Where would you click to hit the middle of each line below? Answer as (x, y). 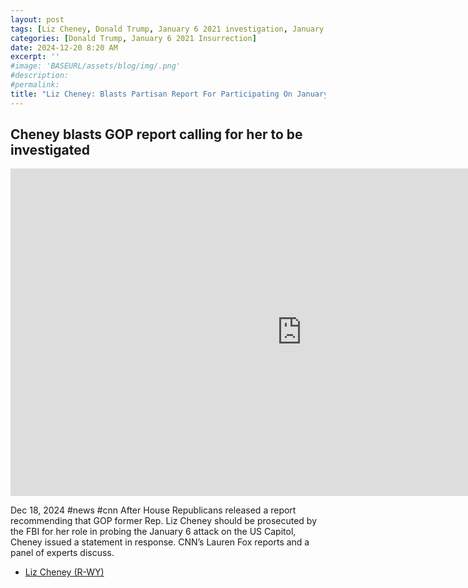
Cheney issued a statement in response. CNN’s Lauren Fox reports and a (160, 542)
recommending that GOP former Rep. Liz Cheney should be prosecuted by (164, 521)
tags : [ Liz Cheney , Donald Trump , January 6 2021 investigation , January (167, 29)
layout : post (37, 19)
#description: (40, 76)
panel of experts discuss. (62, 553)
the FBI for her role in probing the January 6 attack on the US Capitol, (153, 532)
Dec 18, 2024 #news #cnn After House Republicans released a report (153, 510)
